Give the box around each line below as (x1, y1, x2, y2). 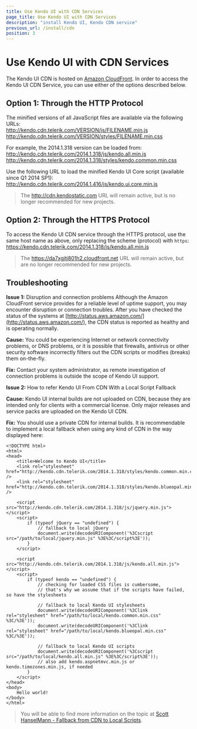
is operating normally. (6, 324, 59, 332)
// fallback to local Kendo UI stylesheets (37, 602, 145, 608)
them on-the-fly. (6, 355, 46, 362)
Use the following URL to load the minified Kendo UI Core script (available (6, 168, 184, 175)
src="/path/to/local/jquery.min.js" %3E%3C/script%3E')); (6, 535, 151, 541)
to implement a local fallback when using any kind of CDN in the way (6, 425, 172, 432)
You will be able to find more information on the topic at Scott (20, 710, 169, 717)
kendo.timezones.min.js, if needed (6, 664, 93, 670)
